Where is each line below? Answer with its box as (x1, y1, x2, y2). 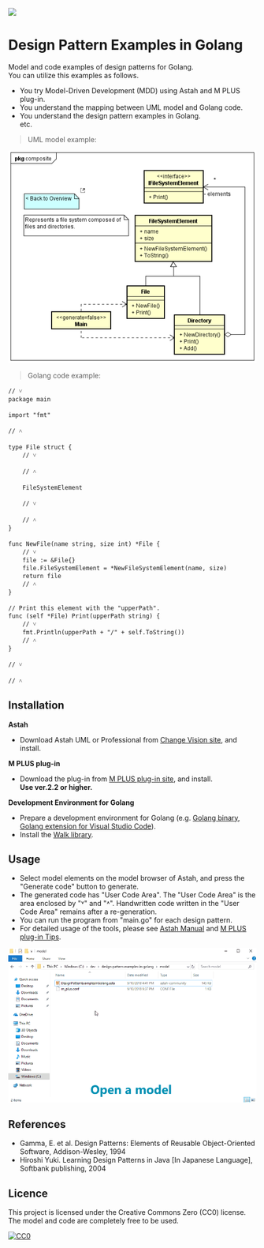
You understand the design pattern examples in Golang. (19, 111, 201, 120)
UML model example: (27, 134, 97, 144)
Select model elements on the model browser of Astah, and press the (19, 874, 245, 883)
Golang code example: (27, 370, 101, 380)
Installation (8, 699, 65, 712)
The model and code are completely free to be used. (8, 1216, 179, 1226)
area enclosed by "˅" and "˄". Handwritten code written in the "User (19, 899, 240, 908)
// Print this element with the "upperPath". (8, 604, 160, 612)
